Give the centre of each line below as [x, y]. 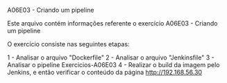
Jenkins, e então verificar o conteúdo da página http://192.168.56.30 [105, 72]
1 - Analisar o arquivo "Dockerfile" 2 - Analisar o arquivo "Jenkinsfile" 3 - [111, 57]
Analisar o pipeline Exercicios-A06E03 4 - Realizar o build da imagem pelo [113, 65]
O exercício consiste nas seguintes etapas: [68, 44]
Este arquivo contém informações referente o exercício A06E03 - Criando [112, 23]
